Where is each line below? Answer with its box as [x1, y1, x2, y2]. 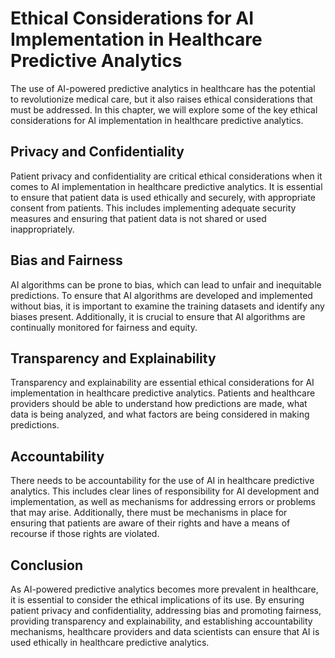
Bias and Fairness [10, 252, 123, 269]
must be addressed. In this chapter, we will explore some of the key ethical [10, 103, 318, 116]
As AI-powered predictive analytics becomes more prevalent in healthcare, [10, 583, 319, 595]
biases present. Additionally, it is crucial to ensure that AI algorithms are [10, 310, 306, 322]
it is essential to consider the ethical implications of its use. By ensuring [10, 594, 305, 606]
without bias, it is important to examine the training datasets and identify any [10, 300, 325, 312]
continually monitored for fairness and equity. [10, 321, 198, 333]
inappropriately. [10, 223, 75, 235]
